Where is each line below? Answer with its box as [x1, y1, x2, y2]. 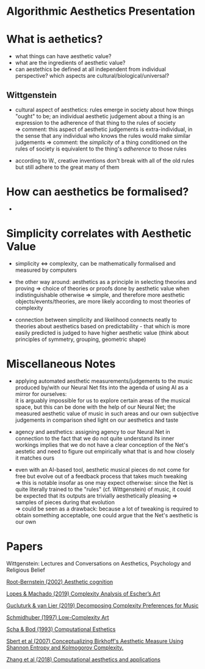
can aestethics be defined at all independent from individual [15, 65, 167, 73]
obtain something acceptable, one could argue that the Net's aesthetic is [15, 511, 198, 518]
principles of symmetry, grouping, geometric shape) [15, 335, 146, 343]
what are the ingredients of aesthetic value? [15, 59, 126, 67]
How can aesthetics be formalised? [6, 185, 189, 199]
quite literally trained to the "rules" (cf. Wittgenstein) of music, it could [15, 485, 191, 493]
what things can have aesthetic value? [15, 53, 112, 60]
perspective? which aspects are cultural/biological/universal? [15, 72, 170, 80]
